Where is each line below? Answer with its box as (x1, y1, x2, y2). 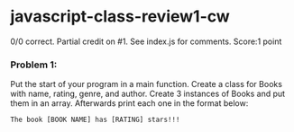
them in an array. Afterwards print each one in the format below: (10, 98, 249, 109)
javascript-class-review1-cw (10, 6, 231, 27)
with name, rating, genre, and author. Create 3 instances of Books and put (10, 88, 286, 100)
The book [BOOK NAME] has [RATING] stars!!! (10, 115, 180, 125)
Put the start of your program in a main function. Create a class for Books (10, 79, 283, 90)
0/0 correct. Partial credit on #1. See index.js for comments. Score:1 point (10, 36, 282, 47)
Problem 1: (10, 58, 58, 71)
